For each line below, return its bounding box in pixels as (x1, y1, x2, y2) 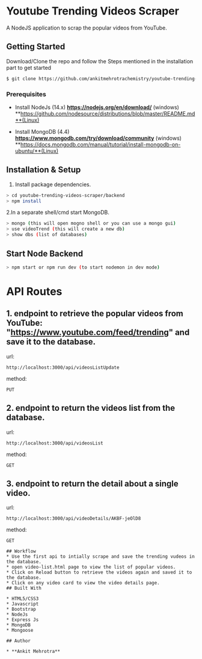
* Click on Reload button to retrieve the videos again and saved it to (6, 569, 192, 576)
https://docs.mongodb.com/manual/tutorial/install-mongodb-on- (20, 140, 181, 148)
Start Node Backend (6, 248, 83, 258)
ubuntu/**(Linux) (14, 147, 59, 154)
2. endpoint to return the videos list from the (6, 403, 176, 413)
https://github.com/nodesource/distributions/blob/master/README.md (20, 110, 195, 117)
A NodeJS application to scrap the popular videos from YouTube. (6, 24, 167, 31)
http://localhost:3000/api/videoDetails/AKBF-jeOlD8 (6, 516, 141, 522)
